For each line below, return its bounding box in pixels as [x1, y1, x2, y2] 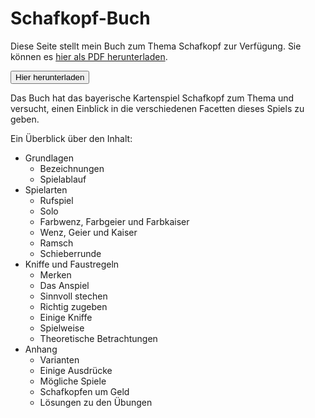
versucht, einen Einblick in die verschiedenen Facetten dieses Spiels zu [10, 102, 305, 114]
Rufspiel [39, 194, 74, 206]
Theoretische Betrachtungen [39, 332, 158, 344]
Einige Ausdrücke [39, 364, 113, 376]
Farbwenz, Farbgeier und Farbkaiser [39, 215, 190, 227]
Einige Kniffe [39, 311, 93, 323]
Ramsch [39, 237, 74, 249]
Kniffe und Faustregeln [24, 258, 120, 270]
